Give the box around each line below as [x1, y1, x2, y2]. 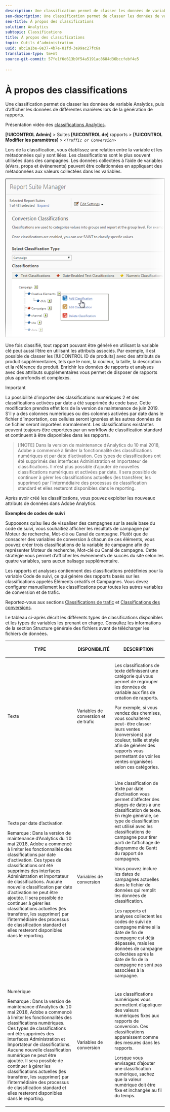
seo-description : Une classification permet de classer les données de [5, 13, 159, 19]
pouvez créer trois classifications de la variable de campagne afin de [5, 542, 149, 548]
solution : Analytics [5, 24, 49, 29]
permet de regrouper [114, 679, 158, 685]
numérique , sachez [114, 1071, 155, 1077]
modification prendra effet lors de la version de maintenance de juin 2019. [5, 405, 159, 411]
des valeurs [114, 1007, 139, 1013]
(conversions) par [114, 732, 152, 738]
